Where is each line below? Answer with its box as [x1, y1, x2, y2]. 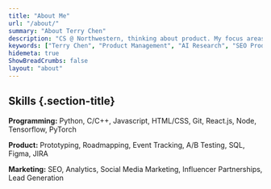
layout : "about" [8, 65, 63, 73]
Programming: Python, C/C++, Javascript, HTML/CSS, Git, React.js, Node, [8, 115, 256, 125]
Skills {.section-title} [8, 94, 115, 108]
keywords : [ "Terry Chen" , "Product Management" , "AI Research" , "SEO [8, 42, 248, 50]
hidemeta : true [8, 49, 60, 57]
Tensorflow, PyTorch [8, 124, 77, 134]
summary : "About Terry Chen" [8, 27, 106, 35]
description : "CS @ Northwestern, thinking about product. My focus [8, 34, 244, 43]
